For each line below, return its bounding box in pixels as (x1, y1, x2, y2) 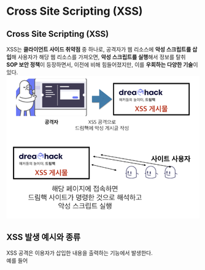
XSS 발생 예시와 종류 (6, 231, 81, 242)
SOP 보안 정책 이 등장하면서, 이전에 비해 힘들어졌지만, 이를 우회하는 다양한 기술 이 (6, 61, 198, 68)
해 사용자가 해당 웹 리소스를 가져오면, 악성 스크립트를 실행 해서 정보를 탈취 (11, 53, 186, 61)
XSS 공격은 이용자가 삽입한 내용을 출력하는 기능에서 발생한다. (6, 249, 153, 257)
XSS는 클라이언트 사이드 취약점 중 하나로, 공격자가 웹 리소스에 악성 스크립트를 (6, 46, 191, 53)
